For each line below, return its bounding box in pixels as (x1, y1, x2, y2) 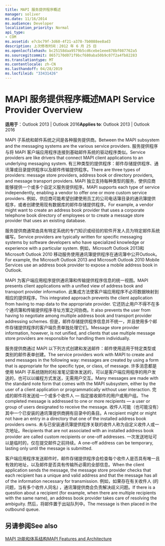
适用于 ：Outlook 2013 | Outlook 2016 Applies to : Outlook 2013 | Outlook (5, 121, 150, 127)
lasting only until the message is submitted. (5, 445, 93, 451)
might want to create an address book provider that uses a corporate (5, 207, 145, 213)
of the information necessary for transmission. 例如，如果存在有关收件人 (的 (5, 478, 159, 484)
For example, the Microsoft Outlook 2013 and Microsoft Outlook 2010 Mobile (5, 257, 160, 262)
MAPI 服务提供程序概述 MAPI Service (5, 94, 155, 105)
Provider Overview (5, 104, 83, 116)
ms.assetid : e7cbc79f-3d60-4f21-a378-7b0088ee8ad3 (5, 39, 111, 44)
